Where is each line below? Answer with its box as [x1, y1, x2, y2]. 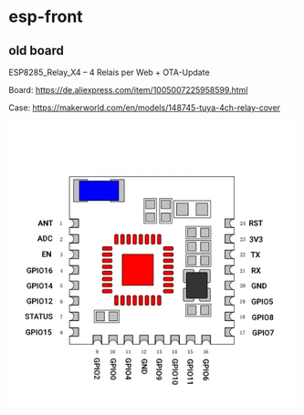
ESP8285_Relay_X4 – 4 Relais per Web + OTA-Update [8, 67, 211, 78]
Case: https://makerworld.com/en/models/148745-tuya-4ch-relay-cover [8, 102, 280, 113]
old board [8, 43, 65, 58]
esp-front [8, 6, 83, 27]
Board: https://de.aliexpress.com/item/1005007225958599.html [8, 85, 248, 95]
